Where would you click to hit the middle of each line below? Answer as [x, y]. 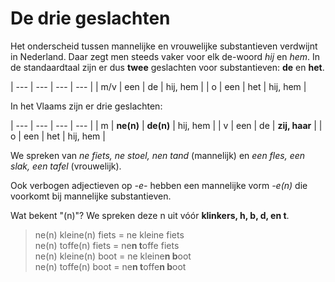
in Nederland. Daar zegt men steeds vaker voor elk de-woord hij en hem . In [165, 56]
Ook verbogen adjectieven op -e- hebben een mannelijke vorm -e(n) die [159, 185]
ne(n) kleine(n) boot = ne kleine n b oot [113, 256]
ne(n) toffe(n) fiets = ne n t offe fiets [107, 245]
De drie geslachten [90, 18]
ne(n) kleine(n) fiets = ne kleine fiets [109, 234]
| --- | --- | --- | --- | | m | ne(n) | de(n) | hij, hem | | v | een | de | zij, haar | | [166, 125]
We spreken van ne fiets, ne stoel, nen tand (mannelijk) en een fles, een [158, 155]
